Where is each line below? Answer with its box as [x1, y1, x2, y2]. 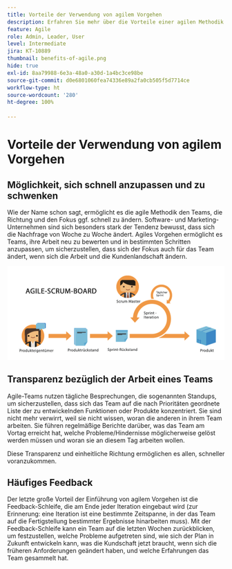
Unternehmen [7, 223, 47, 231]
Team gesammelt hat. [7, 554, 69, 562]
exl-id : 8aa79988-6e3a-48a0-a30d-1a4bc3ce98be [7, 69, 144, 76]
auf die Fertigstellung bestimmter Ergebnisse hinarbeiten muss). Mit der [7, 517, 212, 525]
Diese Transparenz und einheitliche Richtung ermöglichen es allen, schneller [7, 449, 225, 458]
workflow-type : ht [7, 84, 60, 91]
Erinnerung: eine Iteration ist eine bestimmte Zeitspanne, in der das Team [7, 509, 215, 518]
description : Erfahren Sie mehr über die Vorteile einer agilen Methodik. [7, 18, 227, 26]
